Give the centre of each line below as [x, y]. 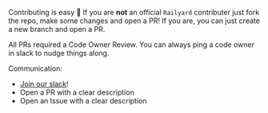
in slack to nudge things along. [59, 53]
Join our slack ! [44, 84]
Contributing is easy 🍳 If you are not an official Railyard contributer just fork [134, 12]
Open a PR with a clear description [77, 92]
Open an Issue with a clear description [83, 101]
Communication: [35, 68]
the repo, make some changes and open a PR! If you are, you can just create [134, 21]
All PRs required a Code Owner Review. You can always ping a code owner [131, 45]
